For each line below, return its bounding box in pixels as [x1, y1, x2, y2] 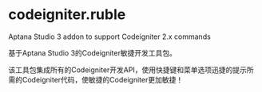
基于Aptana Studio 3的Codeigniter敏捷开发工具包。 [8, 48, 177, 57]
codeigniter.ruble [8, 6, 126, 24]
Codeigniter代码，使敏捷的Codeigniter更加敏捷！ [22, 75, 184, 84]
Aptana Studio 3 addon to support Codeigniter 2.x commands [8, 32, 212, 41]
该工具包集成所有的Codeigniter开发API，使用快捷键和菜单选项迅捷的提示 [8, 65, 248, 75]
